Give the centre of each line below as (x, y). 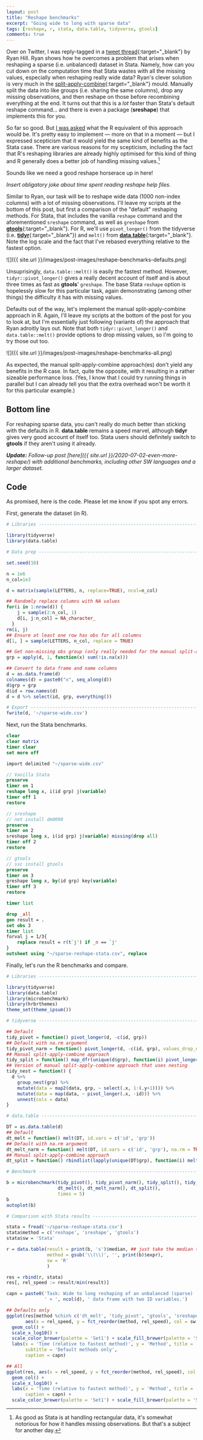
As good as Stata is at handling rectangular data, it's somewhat (94, 1418)
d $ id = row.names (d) (32, 691)
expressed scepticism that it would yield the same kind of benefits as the (97, 141)
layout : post (23, 12)
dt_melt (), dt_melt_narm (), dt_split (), (109, 1188)
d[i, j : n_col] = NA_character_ (56, 618)
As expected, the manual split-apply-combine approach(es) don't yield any (100, 364)
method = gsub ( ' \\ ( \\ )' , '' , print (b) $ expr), (105, 1255)
